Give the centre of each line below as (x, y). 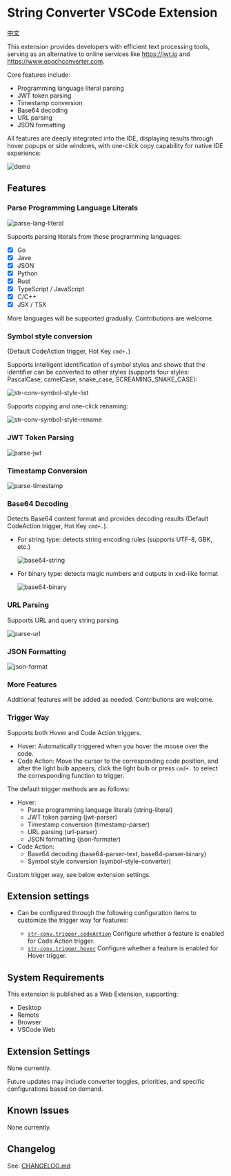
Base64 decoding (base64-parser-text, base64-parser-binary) (117, 853)
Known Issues (38, 1111)
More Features (32, 685)
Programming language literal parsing (70, 88)
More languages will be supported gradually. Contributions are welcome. (110, 318)
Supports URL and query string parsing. (64, 620)
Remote (28, 1015)
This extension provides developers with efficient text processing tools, (109, 46)
